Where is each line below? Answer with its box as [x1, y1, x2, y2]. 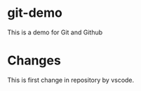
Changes [7, 52, 61, 69]
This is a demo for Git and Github [7, 28, 103, 36]
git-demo [7, 5, 63, 21]
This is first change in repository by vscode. [7, 76, 135, 84]
